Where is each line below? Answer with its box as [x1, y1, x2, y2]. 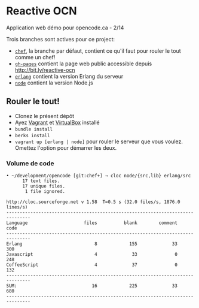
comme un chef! [14, 53, 56, 61]
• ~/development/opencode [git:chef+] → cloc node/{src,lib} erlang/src [6, 173, 191, 179]
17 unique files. [22, 183, 66, 189]
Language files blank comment [6, 220, 178, 226]
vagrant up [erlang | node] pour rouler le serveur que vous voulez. [14, 138, 183, 145]
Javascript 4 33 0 [6, 252, 178, 258]
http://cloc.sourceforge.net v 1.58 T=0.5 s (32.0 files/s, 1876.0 [6, 199, 180, 205]
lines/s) [6, 204, 28, 210]
